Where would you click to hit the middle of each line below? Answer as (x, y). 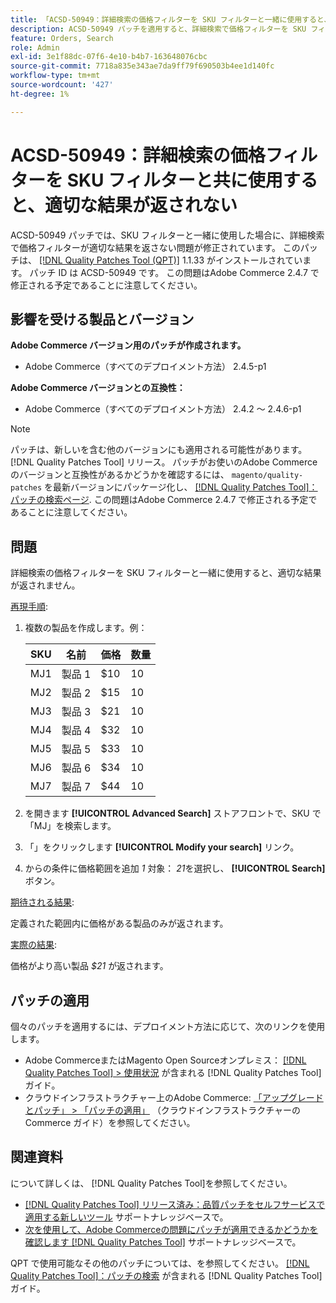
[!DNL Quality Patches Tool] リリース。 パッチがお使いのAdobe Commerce (164, 462)
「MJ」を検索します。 (70, 826)
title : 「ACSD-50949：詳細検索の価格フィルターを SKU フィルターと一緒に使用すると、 (171, 19)
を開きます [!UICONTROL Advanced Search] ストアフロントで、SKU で (173, 813)
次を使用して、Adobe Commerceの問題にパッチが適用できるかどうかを (171, 1229)
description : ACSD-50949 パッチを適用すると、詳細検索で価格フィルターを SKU (158, 29)
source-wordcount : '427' (62, 85)
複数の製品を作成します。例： (86, 628)
